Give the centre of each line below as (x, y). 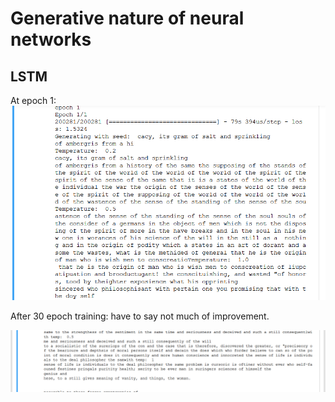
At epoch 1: (33, 100)
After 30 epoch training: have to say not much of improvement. (140, 316)
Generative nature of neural (127, 18)
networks (51, 39)
